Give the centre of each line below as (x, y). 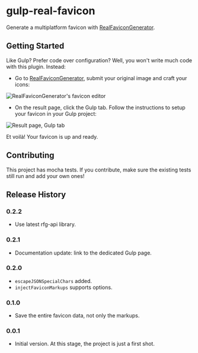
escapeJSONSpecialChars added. (53, 281)
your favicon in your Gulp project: (55, 113)
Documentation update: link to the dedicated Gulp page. (83, 253)
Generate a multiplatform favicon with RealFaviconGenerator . (81, 27)
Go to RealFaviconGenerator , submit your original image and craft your (101, 78)
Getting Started (35, 46)
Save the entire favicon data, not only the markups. (77, 316)
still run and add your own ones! (45, 176)
